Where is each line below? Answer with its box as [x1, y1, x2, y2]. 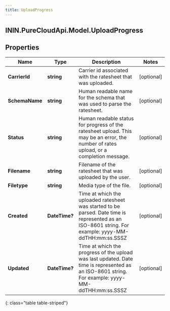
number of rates [78, 140, 117, 147]
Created [8, 212, 28, 219]
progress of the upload [78, 249, 133, 256]
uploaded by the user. [78, 173, 131, 181]
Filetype [8, 182, 28, 189]
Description [92, 58, 121, 65]
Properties [5, 43, 39, 52]
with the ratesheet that [78, 73, 133, 80]
